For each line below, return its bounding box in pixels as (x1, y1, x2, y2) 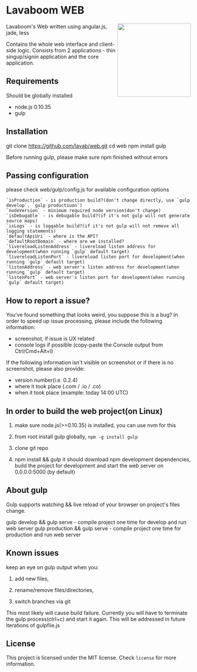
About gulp (6, 485, 48, 495)
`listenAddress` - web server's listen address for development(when (6, 264, 180, 270)
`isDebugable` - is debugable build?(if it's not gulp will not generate (6, 213, 191, 219)
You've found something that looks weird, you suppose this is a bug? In (6, 311, 178, 318)
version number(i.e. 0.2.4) (14, 377, 78, 384)
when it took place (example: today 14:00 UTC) (14, 389, 128, 397)
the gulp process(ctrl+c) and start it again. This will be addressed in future (6, 615, 186, 623)
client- (99, 41, 116, 48)
